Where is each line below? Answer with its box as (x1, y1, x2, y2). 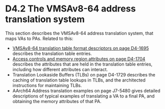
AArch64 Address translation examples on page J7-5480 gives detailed (12, 87, 161, 93)
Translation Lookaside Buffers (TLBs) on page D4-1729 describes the (12, 71, 155, 77)
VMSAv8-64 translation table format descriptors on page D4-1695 (12, 45, 149, 51)
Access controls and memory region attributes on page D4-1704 (12, 55, 145, 61)
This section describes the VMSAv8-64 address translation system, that (5, 30, 153, 36)
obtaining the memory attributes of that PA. (12, 98, 101, 104)
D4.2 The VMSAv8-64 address (5, 3, 136, 14)
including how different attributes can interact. (12, 66, 108, 72)
